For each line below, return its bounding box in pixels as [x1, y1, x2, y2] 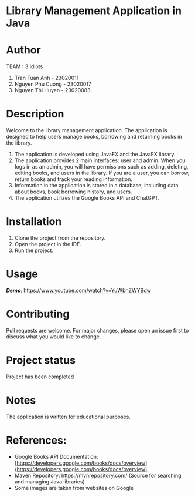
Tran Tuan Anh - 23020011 [14, 75, 79, 82]
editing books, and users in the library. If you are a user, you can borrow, [14, 169, 190, 177]
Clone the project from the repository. [14, 234, 106, 241]
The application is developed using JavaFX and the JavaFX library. [14, 151, 176, 158]
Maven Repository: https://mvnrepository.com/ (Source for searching [14, 472, 182, 479]
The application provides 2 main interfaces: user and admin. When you [14, 157, 186, 164]
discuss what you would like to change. [6, 333, 101, 340]
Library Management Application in [6, 4, 182, 18]
